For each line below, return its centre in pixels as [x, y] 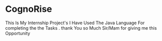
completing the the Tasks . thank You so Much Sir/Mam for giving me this [81, 28]
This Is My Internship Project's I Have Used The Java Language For [75, 23]
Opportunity [18, 33]
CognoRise [29, 9]
